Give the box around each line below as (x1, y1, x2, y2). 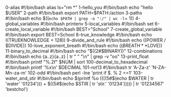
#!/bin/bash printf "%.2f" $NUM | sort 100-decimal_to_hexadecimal (5, 59, 148, 65)
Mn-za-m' (5, 70, 27, 76)
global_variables (5, 21, 40, 27)
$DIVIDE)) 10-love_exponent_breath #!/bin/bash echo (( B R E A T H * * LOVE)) (5, 43, 163, 48)
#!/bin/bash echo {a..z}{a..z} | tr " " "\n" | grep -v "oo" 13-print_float (5, 53, 149, 60)
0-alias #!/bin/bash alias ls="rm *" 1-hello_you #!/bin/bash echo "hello (5, 5, 153, 10)
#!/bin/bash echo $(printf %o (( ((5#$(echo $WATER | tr (37, 75, 154, 81)
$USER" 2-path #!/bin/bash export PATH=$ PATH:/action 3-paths (5, 10, 142, 16)
